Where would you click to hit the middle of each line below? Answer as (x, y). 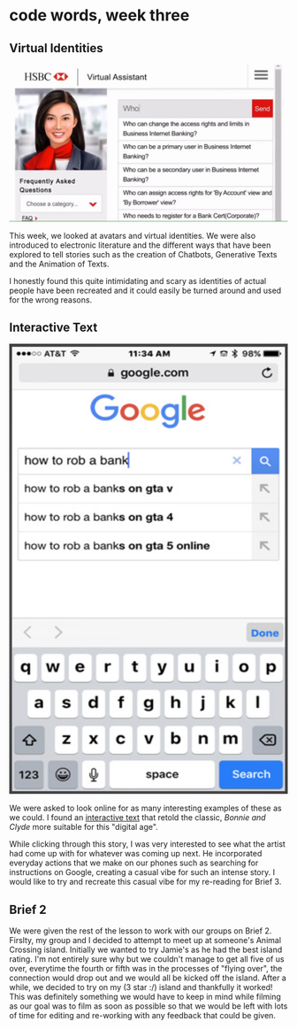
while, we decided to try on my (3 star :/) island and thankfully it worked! (141, 987)
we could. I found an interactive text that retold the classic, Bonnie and (138, 818)
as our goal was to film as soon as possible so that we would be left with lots (148, 1006)
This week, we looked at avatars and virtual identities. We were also (133, 235)
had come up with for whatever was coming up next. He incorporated (136, 854)
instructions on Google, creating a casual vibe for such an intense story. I (142, 872)
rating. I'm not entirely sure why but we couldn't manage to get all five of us (147, 959)
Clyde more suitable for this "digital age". (84, 827)
